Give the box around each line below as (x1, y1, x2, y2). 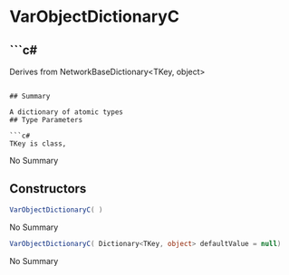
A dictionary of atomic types (9, 108, 124, 117)
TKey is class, (9, 139, 67, 148)
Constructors (9, 181, 87, 196)
